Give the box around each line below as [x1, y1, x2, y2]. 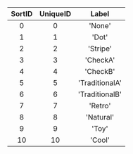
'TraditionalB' [77, 89, 122, 99]
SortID [11, 9, 33, 18]
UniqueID [39, 9, 72, 18]
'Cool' [90, 135, 110, 145]
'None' [89, 21, 111, 30]
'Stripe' [87, 44, 113, 53]
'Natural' [85, 113, 115, 122]
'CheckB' [84, 67, 115, 76]
